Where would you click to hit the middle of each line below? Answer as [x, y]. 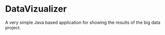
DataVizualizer [36, 9]
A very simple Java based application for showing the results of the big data [83, 22]
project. [13, 27]
